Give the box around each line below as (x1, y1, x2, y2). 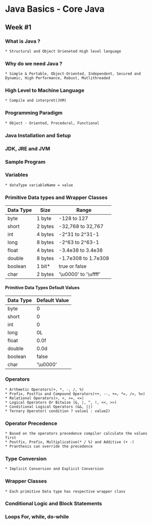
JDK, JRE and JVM (5, 145, 50, 152)
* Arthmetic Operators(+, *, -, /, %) (5, 387, 84, 392)
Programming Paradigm (5, 110, 63, 116)
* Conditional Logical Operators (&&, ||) (5, 404, 93, 409)
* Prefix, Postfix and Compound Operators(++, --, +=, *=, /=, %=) (5, 391, 146, 396)
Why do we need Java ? (5, 60, 63, 67)
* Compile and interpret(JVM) (5, 98, 67, 103)
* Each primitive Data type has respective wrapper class (5, 489, 126, 494)
